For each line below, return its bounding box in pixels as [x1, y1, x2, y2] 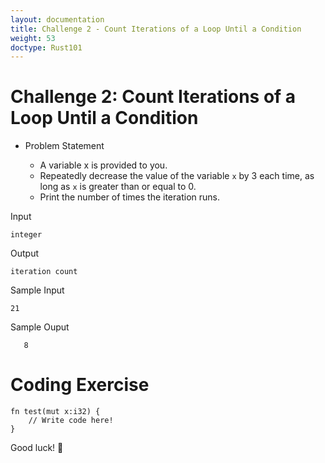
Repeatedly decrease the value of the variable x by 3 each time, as [39, 170, 315, 182]
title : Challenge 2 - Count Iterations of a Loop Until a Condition [10, 24, 302, 34]
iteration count [10, 267, 78, 277]
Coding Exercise [10, 374, 150, 396]
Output [10, 247, 39, 260]
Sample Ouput [10, 321, 70, 333]
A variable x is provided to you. [39, 159, 168, 171]
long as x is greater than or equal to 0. [39, 181, 197, 193]
